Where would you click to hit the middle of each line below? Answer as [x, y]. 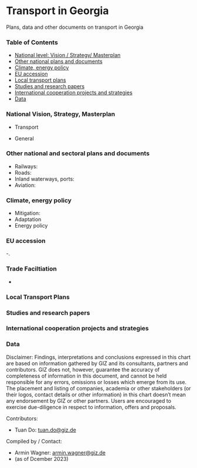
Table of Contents [32, 42]
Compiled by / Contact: [34, 441]
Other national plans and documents [58, 61]
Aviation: [25, 185]
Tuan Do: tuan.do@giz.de [45, 430]
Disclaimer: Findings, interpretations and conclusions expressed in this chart [98, 357]
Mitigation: [27, 213]
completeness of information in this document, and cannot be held [86, 376]
